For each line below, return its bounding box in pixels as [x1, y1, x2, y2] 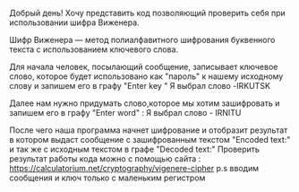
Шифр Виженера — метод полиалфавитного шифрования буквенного [9, 35, 276, 45]
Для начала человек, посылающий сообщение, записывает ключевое [9, 62, 278, 72]
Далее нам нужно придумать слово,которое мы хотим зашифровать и [9, 98, 280, 109]
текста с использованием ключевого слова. [9, 44, 179, 55]
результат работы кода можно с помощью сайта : [9, 153, 201, 164]
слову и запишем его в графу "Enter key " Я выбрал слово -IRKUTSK [9, 81, 271, 91]
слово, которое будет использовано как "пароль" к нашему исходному [9, 71, 284, 82]
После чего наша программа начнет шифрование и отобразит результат [9, 125, 288, 135]
